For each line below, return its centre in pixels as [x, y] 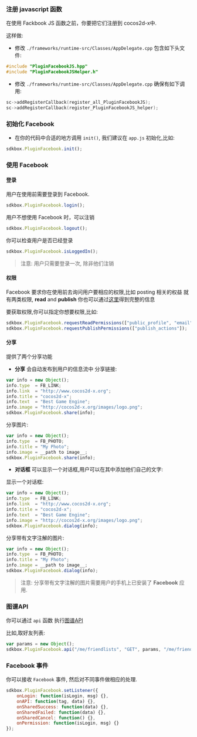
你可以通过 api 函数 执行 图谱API [45, 620]
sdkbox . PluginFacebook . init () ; [44, 149]
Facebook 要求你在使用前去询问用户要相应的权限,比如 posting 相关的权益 [94, 292]
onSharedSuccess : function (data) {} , [63, 707]
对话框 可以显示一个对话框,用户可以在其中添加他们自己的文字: [89, 470]
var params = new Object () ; [40, 644]
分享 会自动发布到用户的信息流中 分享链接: [66, 369]
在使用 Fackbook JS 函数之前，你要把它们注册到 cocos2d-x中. [81, 23]
